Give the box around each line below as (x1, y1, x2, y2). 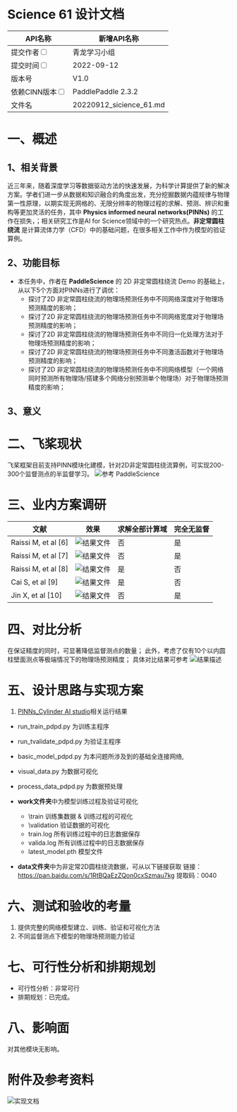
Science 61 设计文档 (7, 6, 125, 23)
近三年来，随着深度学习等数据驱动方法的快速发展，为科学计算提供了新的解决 (7, 181, 230, 190)
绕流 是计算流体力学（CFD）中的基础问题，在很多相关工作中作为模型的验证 (7, 225, 226, 233)
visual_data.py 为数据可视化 (17, 766, 99, 776)
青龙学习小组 (73, 47, 116, 57)
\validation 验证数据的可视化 (28, 821, 110, 829)
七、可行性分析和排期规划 (7, 960, 157, 975)
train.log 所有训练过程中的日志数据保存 (28, 829, 141, 838)
